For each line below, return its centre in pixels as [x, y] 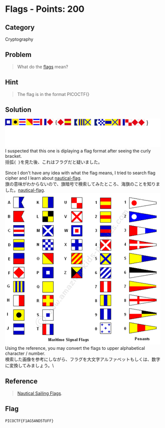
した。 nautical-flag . [25, 190]
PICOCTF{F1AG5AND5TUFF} [30, 421]
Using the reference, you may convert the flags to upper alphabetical [75, 348]
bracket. [14, 156]
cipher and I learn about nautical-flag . [44, 178]
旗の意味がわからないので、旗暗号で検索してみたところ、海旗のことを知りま [83, 184]
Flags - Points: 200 [45, 9]
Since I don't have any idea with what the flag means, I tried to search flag [80, 173]
